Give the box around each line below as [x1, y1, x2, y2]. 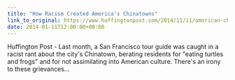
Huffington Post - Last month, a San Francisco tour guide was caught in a [7, 43, 219, 51]
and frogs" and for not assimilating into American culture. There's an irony [7, 58, 221, 66]
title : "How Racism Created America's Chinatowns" [7, 10, 158, 18]
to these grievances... [7, 65, 70, 74]
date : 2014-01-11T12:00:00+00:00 [7, 23, 105, 30]
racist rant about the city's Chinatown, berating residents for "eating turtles [7, 50, 224, 58]
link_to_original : [7, 17, 61, 24]
